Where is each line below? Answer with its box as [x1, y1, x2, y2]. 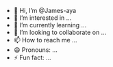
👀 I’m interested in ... [13, 14, 72, 22]
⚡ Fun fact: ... [13, 53, 51, 62]
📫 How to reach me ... [13, 36, 77, 44]
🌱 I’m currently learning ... [13, 21, 87, 29]
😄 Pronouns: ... [13, 46, 58, 54]
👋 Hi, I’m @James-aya [13, 7, 77, 14]
